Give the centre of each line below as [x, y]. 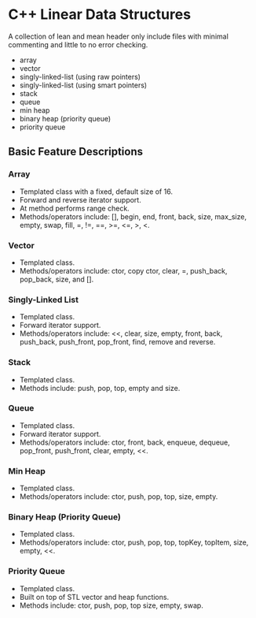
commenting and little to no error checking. [78, 44]
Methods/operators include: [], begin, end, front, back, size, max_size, [133, 216]
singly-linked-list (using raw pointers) [80, 76]
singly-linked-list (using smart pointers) [83, 85]
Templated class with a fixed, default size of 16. [96, 192]
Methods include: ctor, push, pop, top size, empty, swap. [112, 605]
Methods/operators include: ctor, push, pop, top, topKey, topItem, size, [134, 542]
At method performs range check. [74, 208]
